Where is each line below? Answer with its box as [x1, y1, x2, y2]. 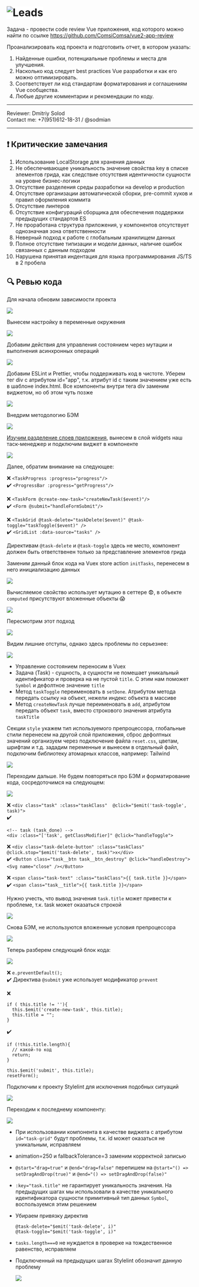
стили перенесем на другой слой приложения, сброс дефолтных [6, 731, 172, 738]
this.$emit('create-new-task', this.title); [12, 1006, 123, 1012]
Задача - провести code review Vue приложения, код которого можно [6, 26, 184, 33]
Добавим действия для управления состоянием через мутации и [6, 341, 172, 348]
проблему [15, 1263, 41, 1270]
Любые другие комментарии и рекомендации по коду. [15, 93, 154, 100]
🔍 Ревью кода [6, 277, 63, 287]
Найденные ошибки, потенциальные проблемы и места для [15, 55, 167, 62]
